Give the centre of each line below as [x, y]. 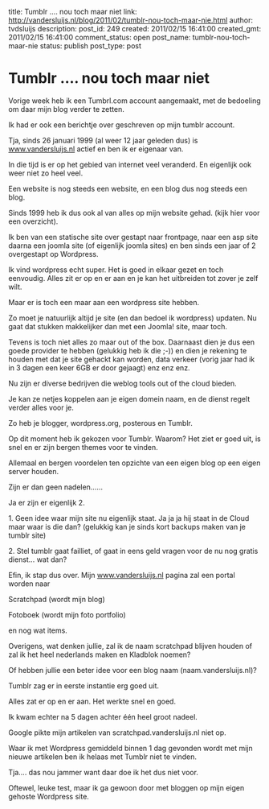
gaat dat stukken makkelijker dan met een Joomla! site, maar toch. [118, 326]
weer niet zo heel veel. [46, 173]
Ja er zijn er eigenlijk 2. [47, 502]
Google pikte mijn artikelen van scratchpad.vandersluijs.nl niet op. [117, 733]
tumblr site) [27, 535]
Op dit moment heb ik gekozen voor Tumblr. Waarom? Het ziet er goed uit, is [134, 439]
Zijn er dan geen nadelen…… [55, 487]
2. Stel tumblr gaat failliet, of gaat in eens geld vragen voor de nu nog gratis [133, 551]
